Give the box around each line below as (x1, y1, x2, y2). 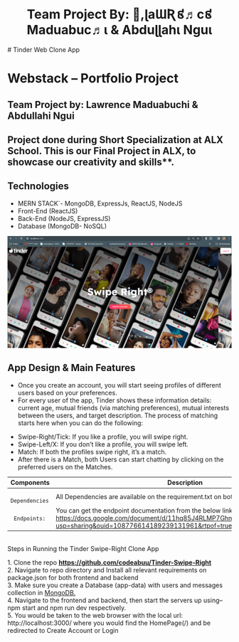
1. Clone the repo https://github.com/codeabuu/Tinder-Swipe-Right (7, 558, 212, 567)
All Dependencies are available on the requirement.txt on (55, 492, 222, 501)
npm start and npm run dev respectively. (7, 604, 127, 612)
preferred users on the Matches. (17, 462, 113, 471)
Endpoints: (14, 515, 46, 522)
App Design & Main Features (7, 362, 136, 374)
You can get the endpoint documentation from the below (55, 506, 221, 515)
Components (10, 478, 50, 487)
